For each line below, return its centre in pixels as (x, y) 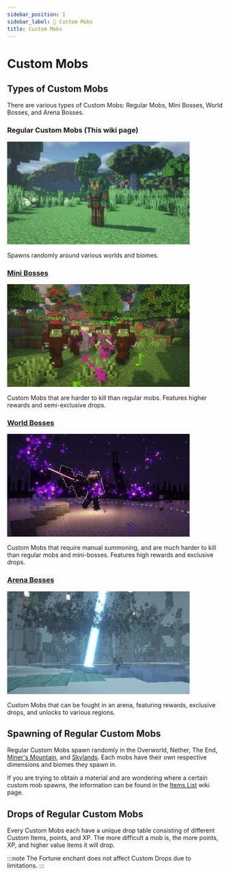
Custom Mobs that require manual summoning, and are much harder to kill (112, 548)
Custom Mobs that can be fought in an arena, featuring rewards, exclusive (111, 705)
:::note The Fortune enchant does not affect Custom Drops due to (99, 859)
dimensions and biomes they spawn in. (62, 765)
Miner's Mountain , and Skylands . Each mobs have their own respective (107, 757)
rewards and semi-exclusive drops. (56, 405)
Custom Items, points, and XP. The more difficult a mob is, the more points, (113, 838)
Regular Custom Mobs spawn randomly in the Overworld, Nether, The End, (112, 750)
